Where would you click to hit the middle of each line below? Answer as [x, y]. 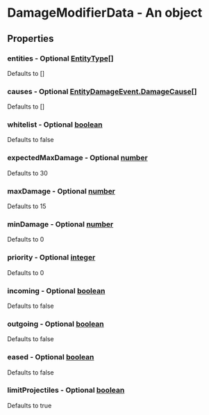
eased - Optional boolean [51, 357]
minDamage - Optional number [60, 224]
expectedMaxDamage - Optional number [77, 158]
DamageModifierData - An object [105, 13]
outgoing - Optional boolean [56, 324]
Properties [31, 39]
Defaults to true [30, 405]
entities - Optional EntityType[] [60, 58]
